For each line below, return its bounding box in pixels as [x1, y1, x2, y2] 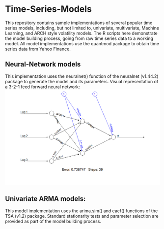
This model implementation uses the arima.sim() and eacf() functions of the [5, 208, 158, 214]
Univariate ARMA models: [5, 195, 86, 203]
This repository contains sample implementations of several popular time [5, 20, 153, 26]
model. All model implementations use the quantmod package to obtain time [5, 40, 160, 46]
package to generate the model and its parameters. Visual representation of [5, 78, 159, 84]
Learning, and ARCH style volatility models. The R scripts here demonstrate [5, 30, 158, 36]
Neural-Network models [5, 60, 81, 68]
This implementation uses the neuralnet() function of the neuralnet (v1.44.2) [5, 73, 159, 79]
